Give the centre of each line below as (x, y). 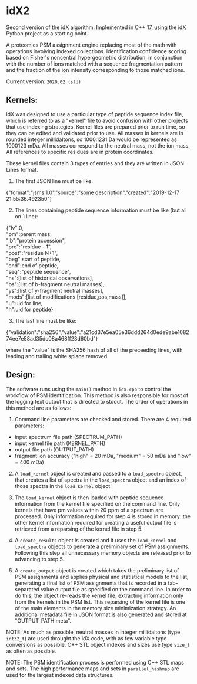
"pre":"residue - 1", (29, 247)
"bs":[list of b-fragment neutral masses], (55, 284)
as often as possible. (31, 651)
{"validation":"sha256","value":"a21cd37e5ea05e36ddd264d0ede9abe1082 (98, 332)
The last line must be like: (45, 320)
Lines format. (22, 169)
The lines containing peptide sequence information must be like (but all (101, 210)
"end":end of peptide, (32, 265)
